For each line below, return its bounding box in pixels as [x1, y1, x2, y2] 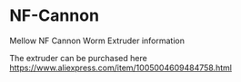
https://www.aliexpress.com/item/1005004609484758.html [9, 62, 232, 73]
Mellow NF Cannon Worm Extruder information [9, 35, 185, 46]
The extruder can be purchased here [9, 52, 147, 63]
